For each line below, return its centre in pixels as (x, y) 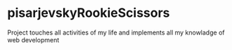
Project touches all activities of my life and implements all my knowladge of (116, 32)
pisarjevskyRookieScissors (89, 13)
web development (33, 39)
